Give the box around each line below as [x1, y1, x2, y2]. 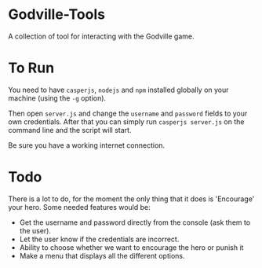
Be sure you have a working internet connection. [8, 140, 166, 150]
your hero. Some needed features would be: [8, 202, 151, 211]
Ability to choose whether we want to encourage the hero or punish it [19, 242, 244, 252]
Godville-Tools [8, 6, 106, 24]
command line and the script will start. [8, 125, 132, 134]
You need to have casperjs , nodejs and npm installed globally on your [8, 85, 229, 94]
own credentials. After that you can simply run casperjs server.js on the [8, 116, 245, 127]
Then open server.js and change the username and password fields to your [8, 108, 248, 118]
